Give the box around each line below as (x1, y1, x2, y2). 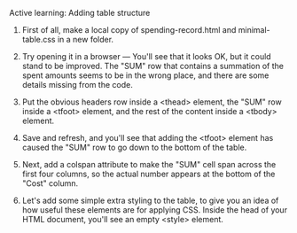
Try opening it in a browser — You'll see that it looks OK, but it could (21, 51, 272, 61)
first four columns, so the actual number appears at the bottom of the (21, 168, 276, 179)
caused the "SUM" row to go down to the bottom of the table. (21, 142, 247, 152)
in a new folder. (57, 35, 113, 44)
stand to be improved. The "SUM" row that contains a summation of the (21, 61, 284, 71)
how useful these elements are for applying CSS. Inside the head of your (21, 205, 288, 215)
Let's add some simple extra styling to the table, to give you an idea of (21, 195, 279, 206)
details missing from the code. (21, 80, 133, 89)
